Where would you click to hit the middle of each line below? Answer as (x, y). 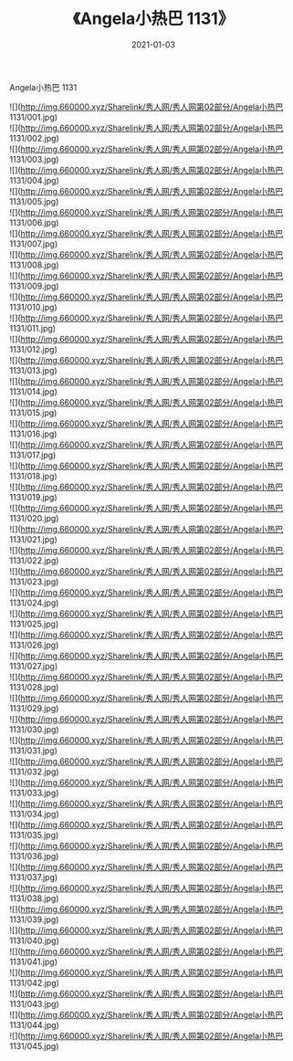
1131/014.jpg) (33, 391)
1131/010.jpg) (33, 307)
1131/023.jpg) (34, 582)
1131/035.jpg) (34, 835)
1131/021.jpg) (33, 539)
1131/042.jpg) (34, 982)
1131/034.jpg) (34, 814)
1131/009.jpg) (34, 286)
